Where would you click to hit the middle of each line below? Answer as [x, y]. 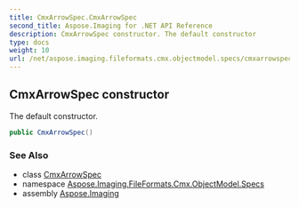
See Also [29, 155]
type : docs [29, 42]
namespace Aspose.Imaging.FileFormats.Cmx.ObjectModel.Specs [143, 184]
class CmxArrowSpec [62, 174]
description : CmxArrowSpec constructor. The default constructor [133, 34]
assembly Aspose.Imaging [71, 193]
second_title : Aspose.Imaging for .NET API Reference [111, 26]
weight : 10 [29, 51]
